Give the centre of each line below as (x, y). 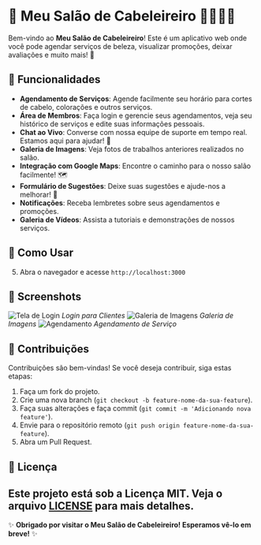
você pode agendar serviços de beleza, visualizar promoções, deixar (120, 46)
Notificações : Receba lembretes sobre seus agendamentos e (120, 203)
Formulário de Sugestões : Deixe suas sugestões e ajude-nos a (123, 186)
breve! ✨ (23, 534)
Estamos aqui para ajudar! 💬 (65, 141)
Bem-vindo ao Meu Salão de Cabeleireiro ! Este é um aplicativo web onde (127, 38)
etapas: (21, 376)
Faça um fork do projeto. (60, 392)
